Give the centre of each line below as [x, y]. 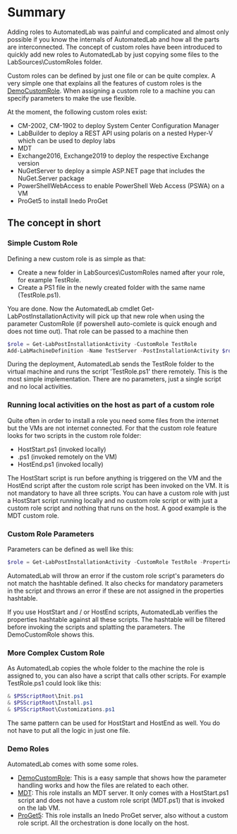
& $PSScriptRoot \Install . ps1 [50, 703]
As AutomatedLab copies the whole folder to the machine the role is [106, 668]
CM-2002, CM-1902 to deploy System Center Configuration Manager [118, 125]
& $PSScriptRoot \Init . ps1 [45, 696]
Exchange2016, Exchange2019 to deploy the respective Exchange [113, 156]
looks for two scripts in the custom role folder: [74, 435]
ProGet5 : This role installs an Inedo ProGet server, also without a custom [123, 816]
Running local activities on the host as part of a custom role [111, 405]
